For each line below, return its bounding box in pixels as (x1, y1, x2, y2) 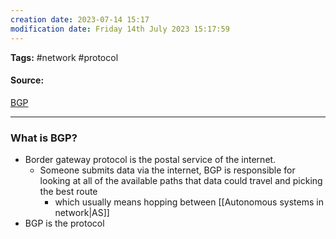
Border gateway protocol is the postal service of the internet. (24, 154, 277, 165)
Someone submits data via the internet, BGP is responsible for (39, 164, 296, 176)
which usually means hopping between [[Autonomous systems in (54, 196, 324, 208)
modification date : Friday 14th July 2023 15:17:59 (10, 24, 230, 34)
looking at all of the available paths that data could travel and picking (39, 175, 323, 186)
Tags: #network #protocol (10, 51, 119, 63)
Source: (10, 74, 45, 86)
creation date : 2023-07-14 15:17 (10, 14, 150, 25)
